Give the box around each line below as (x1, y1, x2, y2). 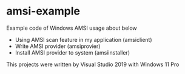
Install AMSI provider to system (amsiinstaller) (15, 49, 130, 56)
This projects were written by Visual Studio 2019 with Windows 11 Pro (6, 61, 180, 68)
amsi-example (6, 4, 81, 18)
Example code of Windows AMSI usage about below (6, 24, 138, 32)
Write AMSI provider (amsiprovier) (15, 42, 101, 50)
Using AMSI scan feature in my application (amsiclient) (15, 36, 153, 43)
